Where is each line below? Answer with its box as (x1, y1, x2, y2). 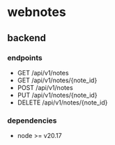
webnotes (7, 4, 66, 20)
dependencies (7, 116, 57, 125)
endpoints (7, 53, 43, 63)
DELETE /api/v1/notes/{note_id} (17, 98, 108, 107)
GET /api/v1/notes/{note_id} (17, 76, 98, 84)
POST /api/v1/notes (17, 83, 73, 91)
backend (7, 32, 47, 44)
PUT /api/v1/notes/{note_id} (17, 91, 98, 99)
